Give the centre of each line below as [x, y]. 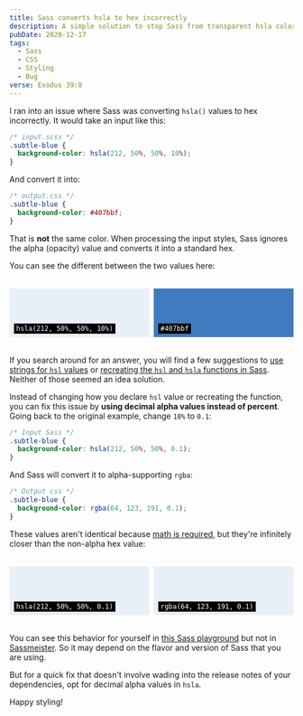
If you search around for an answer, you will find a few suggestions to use [147, 360]
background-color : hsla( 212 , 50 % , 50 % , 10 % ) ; [105, 154]
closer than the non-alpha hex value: [78, 543]
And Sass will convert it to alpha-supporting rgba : [101, 475]
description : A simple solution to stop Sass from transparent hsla [141, 26]
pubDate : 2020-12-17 [48, 34]
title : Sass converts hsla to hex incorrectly [98, 18]
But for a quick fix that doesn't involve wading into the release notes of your [150, 674]
